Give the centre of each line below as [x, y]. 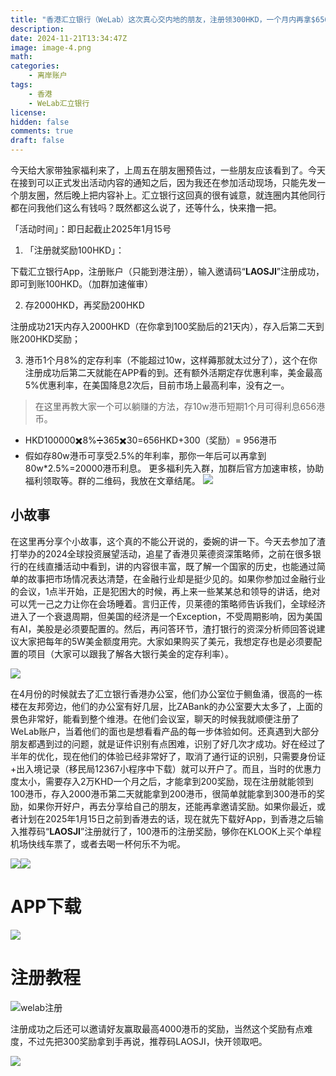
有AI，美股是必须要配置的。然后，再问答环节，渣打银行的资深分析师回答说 [163, 628]
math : [21, 57]
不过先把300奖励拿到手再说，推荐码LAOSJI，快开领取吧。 [147, 1041]
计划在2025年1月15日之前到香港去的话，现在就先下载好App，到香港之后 [166, 818]
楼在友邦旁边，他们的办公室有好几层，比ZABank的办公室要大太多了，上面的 [166, 706]
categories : [35, 66]
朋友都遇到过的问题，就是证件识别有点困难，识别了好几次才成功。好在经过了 [168, 743]
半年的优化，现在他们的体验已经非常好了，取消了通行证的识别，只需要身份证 [168, 756]
